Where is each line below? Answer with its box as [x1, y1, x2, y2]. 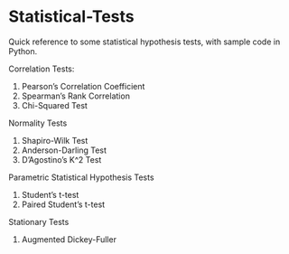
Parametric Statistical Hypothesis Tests [8, 172, 154, 183]
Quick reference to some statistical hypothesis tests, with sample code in [8, 36, 281, 47]
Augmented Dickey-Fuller [21, 233, 117, 245]
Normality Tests [8, 118, 68, 128]
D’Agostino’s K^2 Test [21, 154, 102, 165]
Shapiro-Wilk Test [21, 135, 89, 146]
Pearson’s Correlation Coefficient [21, 80, 145, 91]
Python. [8, 45, 38, 56]
